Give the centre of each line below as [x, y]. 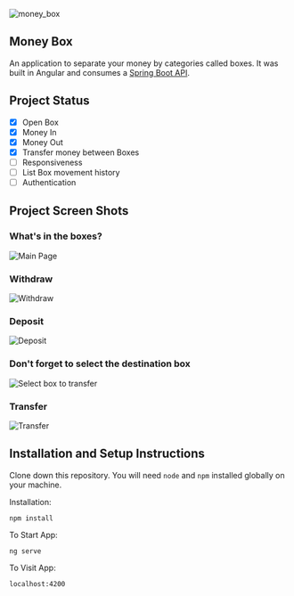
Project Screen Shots [69, 211]
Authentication [49, 182]
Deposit [27, 321]
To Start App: [33, 535]
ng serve [25, 551]
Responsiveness [52, 162]
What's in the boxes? [56, 236]
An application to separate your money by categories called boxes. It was [144, 63]
